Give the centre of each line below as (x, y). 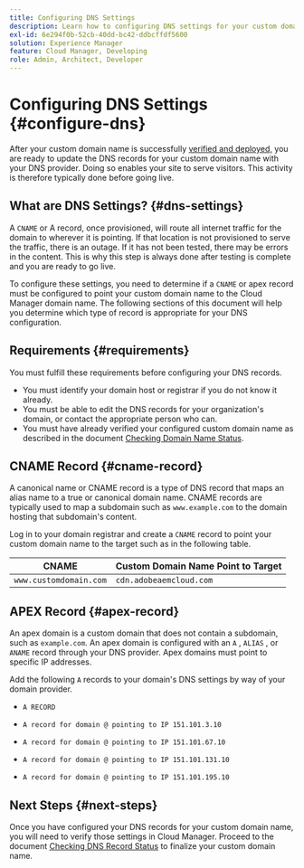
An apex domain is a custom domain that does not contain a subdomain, (144, 633)
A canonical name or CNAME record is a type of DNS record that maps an (147, 488)
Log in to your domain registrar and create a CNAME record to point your (141, 534)
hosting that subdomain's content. (73, 517)
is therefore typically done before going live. (92, 177)
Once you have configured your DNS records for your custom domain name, (152, 827)
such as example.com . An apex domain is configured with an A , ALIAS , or (144, 643)
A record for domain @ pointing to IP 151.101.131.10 (126, 760)
